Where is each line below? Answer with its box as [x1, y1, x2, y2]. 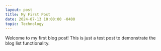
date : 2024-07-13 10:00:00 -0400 [5, 16, 75, 21]
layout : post [5, 7, 33, 12]
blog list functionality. [5, 40, 50, 46]
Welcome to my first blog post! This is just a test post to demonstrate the [5, 35, 156, 41]
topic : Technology [5, 21, 44, 26]
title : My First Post [5, 12, 51, 17]
